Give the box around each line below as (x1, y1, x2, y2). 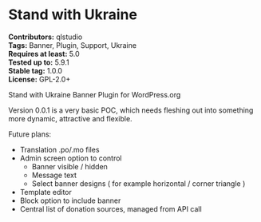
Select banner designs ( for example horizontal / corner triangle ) (31, 178, 246, 188)
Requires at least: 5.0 (8, 49, 80, 58)
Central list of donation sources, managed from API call (19, 204, 202, 213)
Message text (31, 170, 77, 180)
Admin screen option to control (19, 153, 122, 163)
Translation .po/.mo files (19, 145, 100, 154)
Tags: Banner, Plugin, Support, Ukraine (8, 40, 137, 50)
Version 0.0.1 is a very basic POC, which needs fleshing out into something (8, 105, 254, 115)
